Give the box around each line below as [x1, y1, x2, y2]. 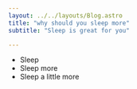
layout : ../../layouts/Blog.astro [8, 11, 123, 20]
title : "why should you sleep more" [8, 19, 130, 27]
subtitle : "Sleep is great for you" [8, 26, 130, 34]
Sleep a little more [19, 72, 80, 82]
